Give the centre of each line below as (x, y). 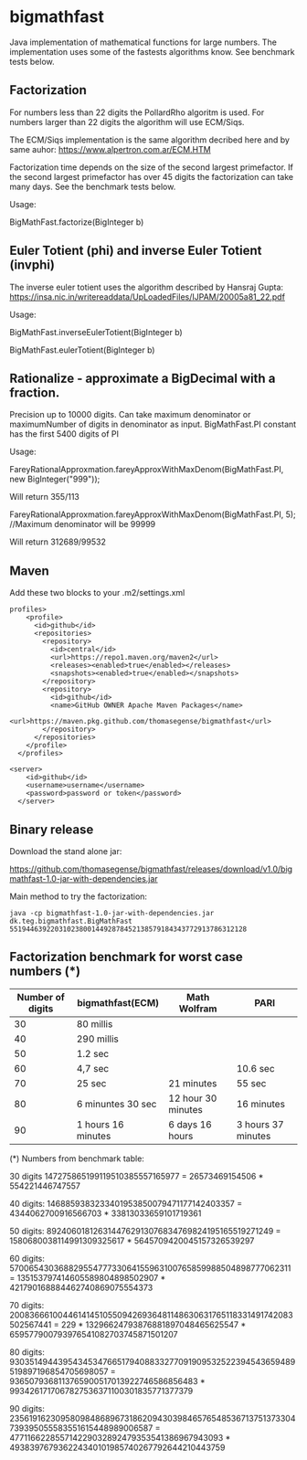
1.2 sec (93, 1053)
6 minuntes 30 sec (116, 1104)
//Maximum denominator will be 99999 (83, 524)
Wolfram (198, 1009)
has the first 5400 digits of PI (64, 434)
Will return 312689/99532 (58, 542)
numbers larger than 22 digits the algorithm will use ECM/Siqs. (127, 122)
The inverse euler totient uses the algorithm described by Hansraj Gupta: (147, 287)
